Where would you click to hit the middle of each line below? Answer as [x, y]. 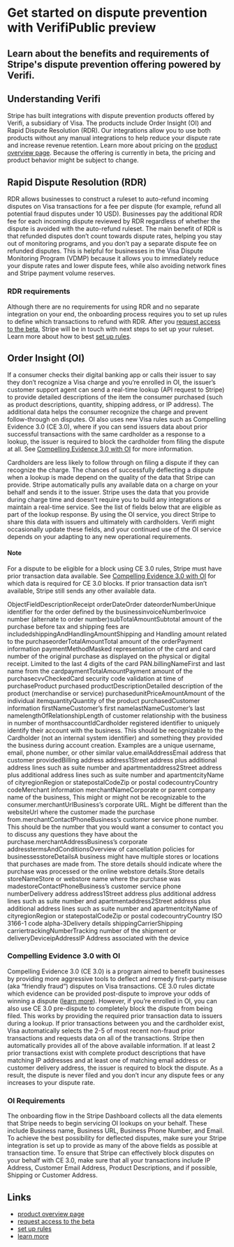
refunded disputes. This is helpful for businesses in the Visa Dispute [105, 251]
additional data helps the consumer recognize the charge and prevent [108, 412]
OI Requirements [36, 1100]
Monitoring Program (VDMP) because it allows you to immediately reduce [113, 258]
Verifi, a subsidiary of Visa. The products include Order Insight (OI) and [109, 123]
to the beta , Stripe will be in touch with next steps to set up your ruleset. [111, 329]
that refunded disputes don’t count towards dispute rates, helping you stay [115, 236]
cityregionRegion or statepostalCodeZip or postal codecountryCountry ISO [115, 915]
